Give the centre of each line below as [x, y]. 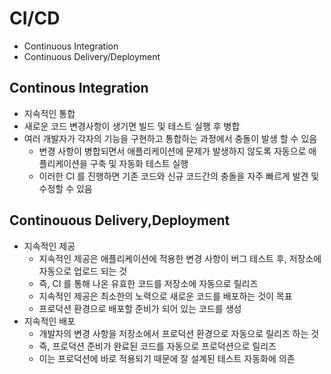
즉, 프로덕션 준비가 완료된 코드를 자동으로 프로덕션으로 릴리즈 [157, 346]
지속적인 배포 [49, 321]
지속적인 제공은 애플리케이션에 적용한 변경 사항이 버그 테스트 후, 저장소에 [180, 258]
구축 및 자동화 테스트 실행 [139, 163]
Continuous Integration [71, 46]
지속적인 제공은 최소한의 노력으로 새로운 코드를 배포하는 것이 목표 [165, 296]
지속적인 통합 [49, 113]
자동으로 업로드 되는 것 [83, 271]
